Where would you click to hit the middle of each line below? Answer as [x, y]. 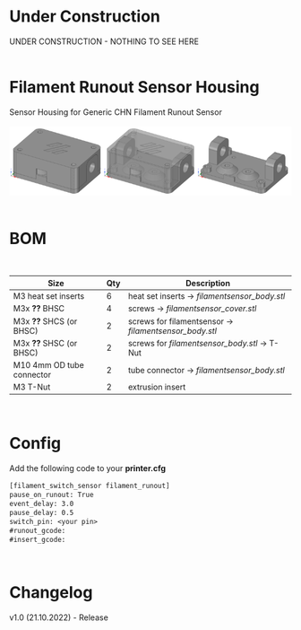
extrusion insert [157, 387]
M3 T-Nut [32, 387]
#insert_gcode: [38, 539]
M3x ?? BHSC [39, 309]
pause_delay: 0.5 [42, 512]
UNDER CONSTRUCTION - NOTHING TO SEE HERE [104, 41]
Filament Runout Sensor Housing [134, 87]
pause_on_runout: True [52, 494]
